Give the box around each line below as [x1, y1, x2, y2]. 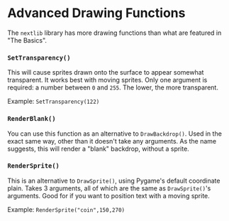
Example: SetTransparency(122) [7, 97, 100, 106]
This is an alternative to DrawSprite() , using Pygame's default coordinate [7, 176, 220, 185]
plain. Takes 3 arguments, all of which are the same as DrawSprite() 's [7, 183, 211, 193]
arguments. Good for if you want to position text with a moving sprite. [7, 191, 211, 200]
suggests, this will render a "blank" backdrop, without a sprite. [7, 144, 189, 153]
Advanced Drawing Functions [7, 5, 186, 21]
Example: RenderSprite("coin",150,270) [7, 205, 125, 214]
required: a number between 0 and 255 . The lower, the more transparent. [7, 83, 218, 92]
